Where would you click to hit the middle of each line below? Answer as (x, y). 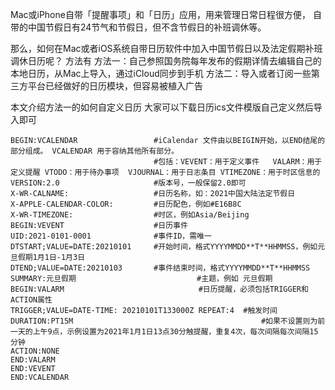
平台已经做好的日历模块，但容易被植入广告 (115, 86)
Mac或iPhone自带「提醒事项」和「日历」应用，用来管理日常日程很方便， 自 (166, 14)
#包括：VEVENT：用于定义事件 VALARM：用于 (238, 162)
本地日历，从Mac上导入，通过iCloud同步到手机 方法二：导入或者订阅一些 (161, 73)
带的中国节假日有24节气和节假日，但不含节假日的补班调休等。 (138, 27)
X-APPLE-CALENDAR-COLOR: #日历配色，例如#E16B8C (126, 204)
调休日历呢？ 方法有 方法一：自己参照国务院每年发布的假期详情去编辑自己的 (166, 61)
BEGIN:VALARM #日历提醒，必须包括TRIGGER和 (159, 289)
